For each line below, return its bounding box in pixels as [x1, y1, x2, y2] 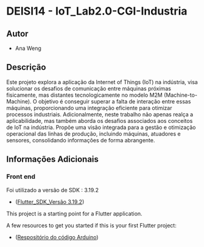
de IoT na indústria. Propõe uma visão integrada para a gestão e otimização [6, 123, 196, 131]
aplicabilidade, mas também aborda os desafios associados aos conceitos [6, 117, 193, 124]
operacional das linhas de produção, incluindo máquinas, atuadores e [6, 130, 181, 137]
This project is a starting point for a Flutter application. [6, 210, 142, 217]
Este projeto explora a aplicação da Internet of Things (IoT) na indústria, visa [6, 78, 198, 86]
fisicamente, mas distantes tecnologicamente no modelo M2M [6, 91, 163, 99]
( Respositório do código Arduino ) [15, 233, 99, 241]
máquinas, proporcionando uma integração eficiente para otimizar [6, 104, 172, 111]
